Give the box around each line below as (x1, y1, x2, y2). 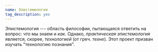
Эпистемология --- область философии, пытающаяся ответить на (5, 25, 146, 31)
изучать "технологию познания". (5, 41, 75, 47)
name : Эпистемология (5, 7, 48, 12)
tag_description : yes (5, 12, 50, 17)
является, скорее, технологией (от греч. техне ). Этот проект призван (5, 36, 153, 42)
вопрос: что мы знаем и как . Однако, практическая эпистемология (5, 31, 150, 37)
